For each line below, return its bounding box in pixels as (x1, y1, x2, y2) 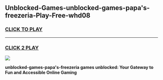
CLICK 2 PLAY (5, 44, 39, 51)
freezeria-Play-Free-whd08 (5, 12, 91, 20)
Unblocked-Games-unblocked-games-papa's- (5, 4, 150, 12)
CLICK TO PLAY (5, 26, 43, 33)
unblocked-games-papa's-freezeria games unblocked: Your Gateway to (5, 64, 154, 70)
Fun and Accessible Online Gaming (5, 69, 77, 75)
